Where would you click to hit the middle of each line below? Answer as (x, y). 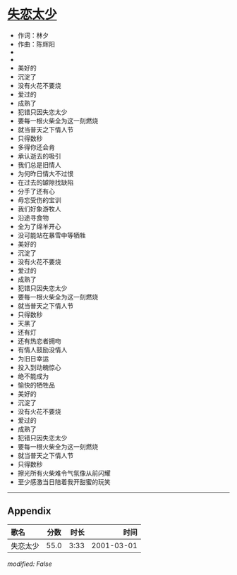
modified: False (30, 564)
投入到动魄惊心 (39, 367)
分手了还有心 (36, 191)
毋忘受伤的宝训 (39, 200)
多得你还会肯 (36, 147)
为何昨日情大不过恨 (45, 173)
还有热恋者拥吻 (39, 341)
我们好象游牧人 (39, 209)
